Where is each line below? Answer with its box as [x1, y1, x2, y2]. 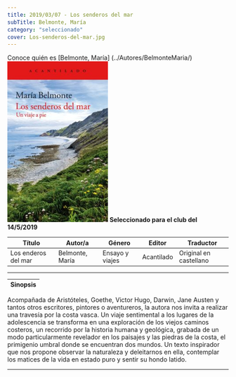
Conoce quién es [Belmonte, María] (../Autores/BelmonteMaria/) [7, 53, 192, 62]
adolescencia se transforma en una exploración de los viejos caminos [7, 317, 209, 326]
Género [108, 238, 131, 247]
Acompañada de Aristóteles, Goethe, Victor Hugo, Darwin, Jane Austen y [7, 295, 219, 304]
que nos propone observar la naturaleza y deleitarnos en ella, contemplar [7, 348, 220, 356]
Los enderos [10, 249, 47, 257]
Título [22, 238, 41, 247]
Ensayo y [103, 249, 129, 257]
